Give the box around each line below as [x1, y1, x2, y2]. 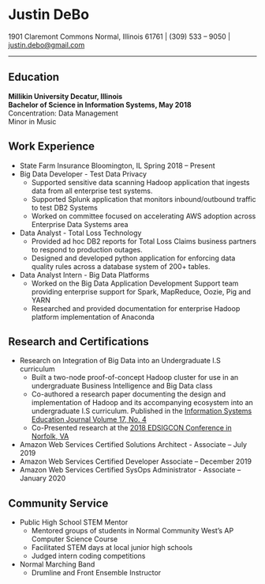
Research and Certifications [8, 335, 150, 348]
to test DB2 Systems [31, 203, 99, 212]
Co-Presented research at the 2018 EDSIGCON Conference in [31, 423, 232, 433]
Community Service [8, 496, 109, 510]
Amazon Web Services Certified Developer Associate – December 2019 [19, 457, 252, 466]
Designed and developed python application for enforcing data [31, 253, 236, 263]
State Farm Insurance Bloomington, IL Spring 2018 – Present [19, 161, 215, 170]
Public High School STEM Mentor [19, 518, 129, 527]
